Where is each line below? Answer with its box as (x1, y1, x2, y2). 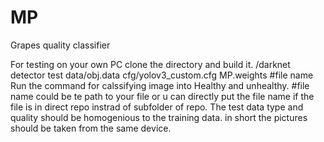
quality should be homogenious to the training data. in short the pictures (10, 111, 308, 123)
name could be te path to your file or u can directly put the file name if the (10, 90, 315, 102)
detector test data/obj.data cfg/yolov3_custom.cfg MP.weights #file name (10, 69, 314, 81)
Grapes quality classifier (10, 39, 111, 51)
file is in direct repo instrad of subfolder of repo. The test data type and (10, 101, 304, 113)
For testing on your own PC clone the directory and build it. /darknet (10, 58, 291, 70)
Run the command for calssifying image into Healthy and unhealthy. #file (10, 79, 310, 91)
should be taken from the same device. (10, 122, 172, 134)
